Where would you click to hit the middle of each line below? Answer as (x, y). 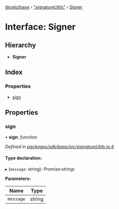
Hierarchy (21, 45)
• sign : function (21, 137)
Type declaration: (24, 158)
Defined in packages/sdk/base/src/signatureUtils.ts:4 (59, 147)
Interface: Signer (41, 27)
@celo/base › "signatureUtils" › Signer (44, 7)
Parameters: (18, 179)
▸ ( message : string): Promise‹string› (40, 169)
